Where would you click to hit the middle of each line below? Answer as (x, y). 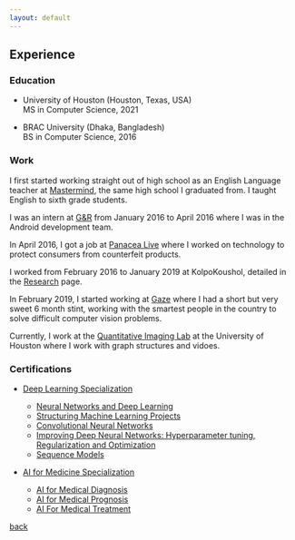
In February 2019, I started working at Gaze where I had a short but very (144, 299)
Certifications (41, 368)
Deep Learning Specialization (78, 388)
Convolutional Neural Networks (94, 425)
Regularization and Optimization (96, 445)
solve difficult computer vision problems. (86, 318)
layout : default (40, 18)
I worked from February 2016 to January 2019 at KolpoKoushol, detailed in (148, 271)
